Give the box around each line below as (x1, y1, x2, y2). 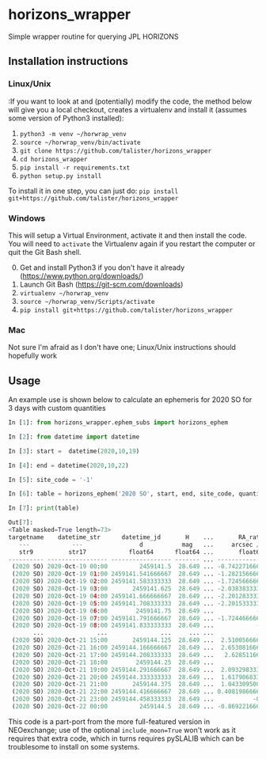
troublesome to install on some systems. (8, 742, 140, 751)
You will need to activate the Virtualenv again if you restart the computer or (8, 239, 256, 249)
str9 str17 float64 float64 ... (18, 548, 215, 556)
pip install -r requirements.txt (19, 164, 131, 172)
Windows (8, 212, 46, 223)
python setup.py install (19, 172, 102, 180)
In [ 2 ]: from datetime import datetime (8, 433, 140, 441)
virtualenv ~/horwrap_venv (19, 289, 109, 298)
